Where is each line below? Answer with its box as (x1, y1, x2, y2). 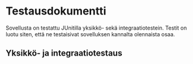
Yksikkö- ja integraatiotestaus (5, 48, 123, 59)
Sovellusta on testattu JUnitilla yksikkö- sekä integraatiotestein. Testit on (5, 24, 188, 31)
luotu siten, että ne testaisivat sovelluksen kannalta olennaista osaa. (5, 30, 175, 37)
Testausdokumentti (5, 4, 107, 18)
